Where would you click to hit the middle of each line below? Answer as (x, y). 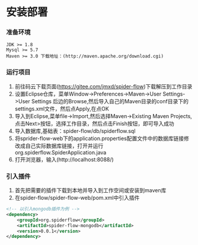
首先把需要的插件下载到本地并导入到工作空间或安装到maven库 (90, 190)
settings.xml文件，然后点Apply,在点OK (62, 109)
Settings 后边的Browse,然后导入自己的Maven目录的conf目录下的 (110, 101)
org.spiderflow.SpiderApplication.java (60, 152)
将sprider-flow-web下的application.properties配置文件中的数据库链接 (99, 138)
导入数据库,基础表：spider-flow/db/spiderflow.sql (75, 131)
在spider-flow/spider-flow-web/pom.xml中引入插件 (77, 198)
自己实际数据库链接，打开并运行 (64, 145)
